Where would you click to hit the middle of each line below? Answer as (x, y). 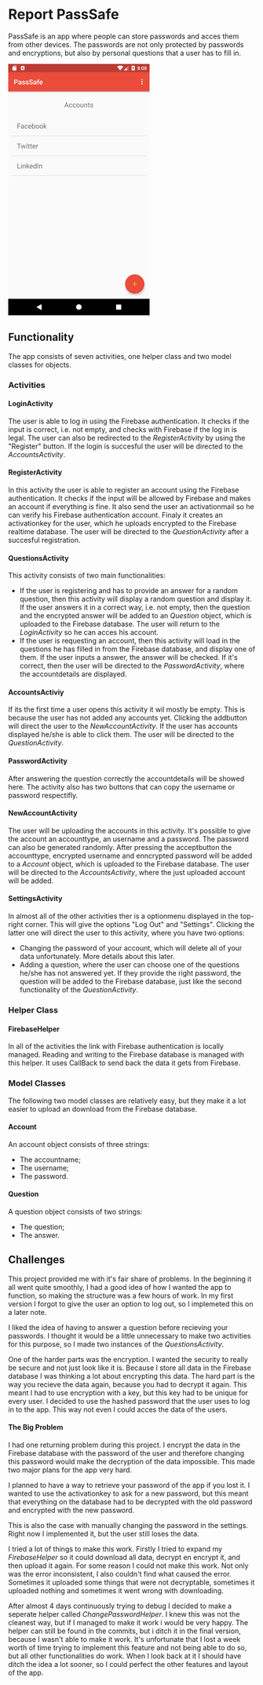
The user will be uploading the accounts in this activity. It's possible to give (130, 830)
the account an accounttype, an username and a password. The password (128, 839)
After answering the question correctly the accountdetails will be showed (126, 778)
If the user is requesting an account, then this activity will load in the (130, 641)
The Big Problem (36, 1427)
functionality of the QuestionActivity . (79, 990)
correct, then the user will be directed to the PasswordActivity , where (132, 666)
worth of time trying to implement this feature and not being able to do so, (128, 1647)
